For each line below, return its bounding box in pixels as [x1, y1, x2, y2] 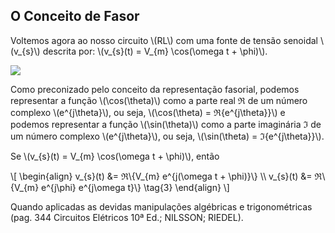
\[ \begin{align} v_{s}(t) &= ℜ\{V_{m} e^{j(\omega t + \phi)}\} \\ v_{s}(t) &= [10, 170, 313, 182]
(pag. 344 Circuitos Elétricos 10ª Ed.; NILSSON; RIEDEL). [10, 211, 244, 223]
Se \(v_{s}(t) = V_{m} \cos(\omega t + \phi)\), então [10, 150, 220, 162]
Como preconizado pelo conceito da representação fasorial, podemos [10, 83, 300, 95]
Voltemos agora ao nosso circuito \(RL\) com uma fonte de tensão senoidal [10, 34, 318, 46]
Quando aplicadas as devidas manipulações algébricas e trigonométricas [10, 200, 313, 213]
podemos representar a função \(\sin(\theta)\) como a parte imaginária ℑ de [10, 118, 322, 130]
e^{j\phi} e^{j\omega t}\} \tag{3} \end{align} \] [41, 181, 230, 193]
